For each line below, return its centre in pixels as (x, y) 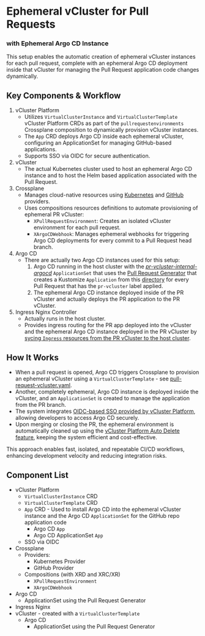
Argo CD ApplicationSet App (68, 535)
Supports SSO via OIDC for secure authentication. (87, 156)
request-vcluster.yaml (43, 385)
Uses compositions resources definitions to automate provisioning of (111, 208)
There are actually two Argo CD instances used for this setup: (102, 260)
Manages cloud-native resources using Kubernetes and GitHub (104, 195)
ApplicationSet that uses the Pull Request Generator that (125, 273)
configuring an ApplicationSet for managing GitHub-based (98, 143)
